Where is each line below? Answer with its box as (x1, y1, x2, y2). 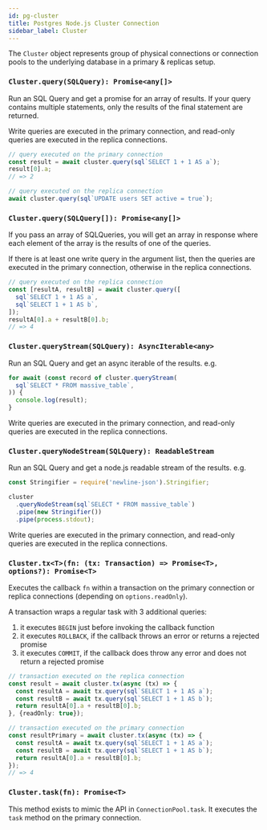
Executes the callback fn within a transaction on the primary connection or (8, 583, 255, 592)
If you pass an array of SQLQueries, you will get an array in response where (8, 230, 258, 239)
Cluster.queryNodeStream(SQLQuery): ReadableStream (8, 447, 215, 456)
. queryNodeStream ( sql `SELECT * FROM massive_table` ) (15, 501, 196, 509)
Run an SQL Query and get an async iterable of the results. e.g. (8, 358, 217, 368)
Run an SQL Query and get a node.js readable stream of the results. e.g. (8, 463, 247, 472)
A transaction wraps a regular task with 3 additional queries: (8, 607, 207, 616)
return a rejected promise (19, 656, 104, 666)
